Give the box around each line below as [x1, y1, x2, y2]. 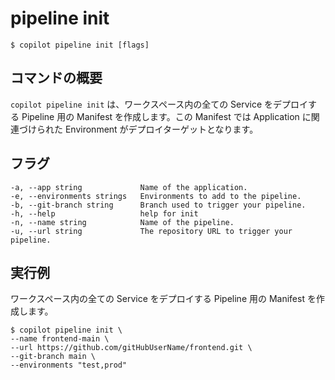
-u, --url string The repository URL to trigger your [10, 226, 293, 236]
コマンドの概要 [10, 70, 103, 87]
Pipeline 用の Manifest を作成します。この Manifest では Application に [21, 110, 312, 122]
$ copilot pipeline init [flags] [10, 40, 150, 50]
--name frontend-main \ [10, 334, 110, 344]
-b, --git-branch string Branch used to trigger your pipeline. [10, 200, 307, 210]
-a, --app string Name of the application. [10, 182, 248, 192]
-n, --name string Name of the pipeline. [10, 217, 235, 227]
